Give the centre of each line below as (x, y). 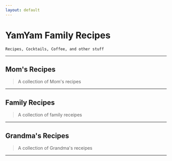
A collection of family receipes (50, 115)
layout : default (23, 10)
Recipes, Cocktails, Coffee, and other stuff (55, 49)
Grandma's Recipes (37, 136)
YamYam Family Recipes (58, 35)
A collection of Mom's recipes (49, 82)
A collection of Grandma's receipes (55, 148)
